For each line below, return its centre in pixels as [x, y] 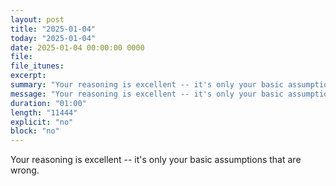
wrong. [25, 170]
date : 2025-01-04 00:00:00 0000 [77, 47]
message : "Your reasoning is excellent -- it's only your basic [147, 94]
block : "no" [35, 131]
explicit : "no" [42, 122]
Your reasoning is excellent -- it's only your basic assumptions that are [156, 160]
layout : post [37, 19]
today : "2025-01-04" [53, 38]
